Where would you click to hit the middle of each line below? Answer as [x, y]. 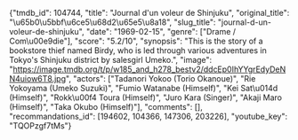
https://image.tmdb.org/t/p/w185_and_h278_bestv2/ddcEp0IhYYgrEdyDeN [149, 69]
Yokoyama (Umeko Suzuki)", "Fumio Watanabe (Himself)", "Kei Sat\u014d [144, 88]
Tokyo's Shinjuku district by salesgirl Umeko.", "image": [111, 60]
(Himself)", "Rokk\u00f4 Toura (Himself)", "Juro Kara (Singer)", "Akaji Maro [146, 97]
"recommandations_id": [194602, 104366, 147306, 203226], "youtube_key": [149, 116]
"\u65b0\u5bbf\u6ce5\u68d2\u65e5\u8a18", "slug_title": [113, 22]
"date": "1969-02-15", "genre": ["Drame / [161, 31]
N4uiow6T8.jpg [38, 78]
